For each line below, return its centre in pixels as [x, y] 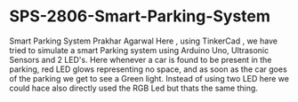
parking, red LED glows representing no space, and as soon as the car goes [148, 69]
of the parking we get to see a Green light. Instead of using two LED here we [149, 78]
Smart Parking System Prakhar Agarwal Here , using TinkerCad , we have [144, 41]
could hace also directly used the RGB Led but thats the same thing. [133, 88]
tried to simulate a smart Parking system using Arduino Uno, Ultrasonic [139, 50]
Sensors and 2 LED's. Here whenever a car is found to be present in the [141, 59]
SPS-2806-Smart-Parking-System [140, 16]
